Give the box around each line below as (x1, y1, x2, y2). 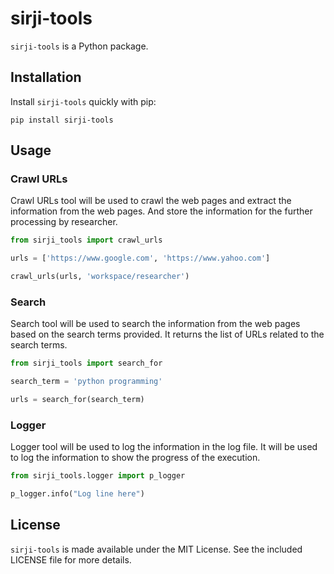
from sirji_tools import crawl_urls (10, 235, 163, 246)
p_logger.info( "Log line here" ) (10, 489, 145, 499)
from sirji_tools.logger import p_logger (10, 471, 186, 481)
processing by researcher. (10, 216, 118, 228)
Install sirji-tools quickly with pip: (10, 95, 157, 107)
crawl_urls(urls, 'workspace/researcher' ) (10, 272, 190, 282)
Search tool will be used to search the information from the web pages (10, 318, 301, 330)
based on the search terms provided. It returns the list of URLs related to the (10, 328, 325, 341)
